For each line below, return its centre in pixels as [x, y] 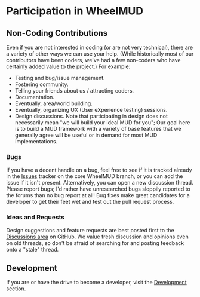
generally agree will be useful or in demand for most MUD [86, 135]
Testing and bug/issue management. [60, 78]
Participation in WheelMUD [75, 11]
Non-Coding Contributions [57, 33]
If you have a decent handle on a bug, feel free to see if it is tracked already [99, 170]
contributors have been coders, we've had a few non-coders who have [93, 60]
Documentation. [35, 97]
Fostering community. [41, 84]
